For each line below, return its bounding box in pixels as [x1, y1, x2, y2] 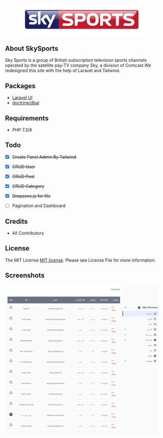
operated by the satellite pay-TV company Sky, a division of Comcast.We [5, 62, 151, 68]
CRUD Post [12, 173, 35, 179]
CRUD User [12, 164, 36, 170]
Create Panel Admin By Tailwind [12, 154, 76, 160]
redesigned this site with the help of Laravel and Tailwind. [5, 68, 121, 74]
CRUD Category [12, 183, 45, 189]
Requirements [5, 114, 49, 122]
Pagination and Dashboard [12, 203, 66, 209]
